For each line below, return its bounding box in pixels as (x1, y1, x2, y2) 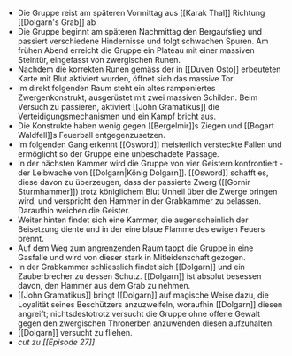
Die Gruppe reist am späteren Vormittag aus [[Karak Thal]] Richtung (17, 8, 265, 18)
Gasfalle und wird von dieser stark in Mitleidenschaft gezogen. (17, 252, 246, 262)
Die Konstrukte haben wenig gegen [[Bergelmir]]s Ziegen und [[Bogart (17, 120, 274, 131)
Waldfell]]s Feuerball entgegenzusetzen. (17, 130, 165, 140)
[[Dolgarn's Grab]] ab (17, 17, 96, 27)
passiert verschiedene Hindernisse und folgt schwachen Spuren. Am (17, 35, 269, 46)
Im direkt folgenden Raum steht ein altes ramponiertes (17, 83, 216, 93)
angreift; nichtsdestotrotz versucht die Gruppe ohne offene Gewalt (17, 309, 261, 319)
